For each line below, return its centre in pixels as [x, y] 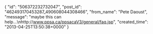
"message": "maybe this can [33, 17]
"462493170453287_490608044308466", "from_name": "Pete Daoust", [76, 12]
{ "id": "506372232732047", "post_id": [43, 7]
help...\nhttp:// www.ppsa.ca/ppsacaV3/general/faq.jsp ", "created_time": [76, 22]
